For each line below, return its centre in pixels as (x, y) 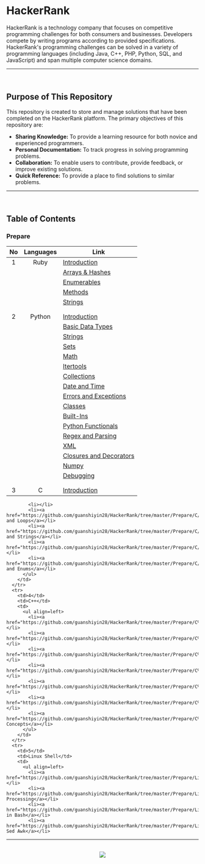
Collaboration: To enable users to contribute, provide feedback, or (99, 162)
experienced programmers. (49, 143)
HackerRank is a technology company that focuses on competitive (90, 28)
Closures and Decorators (99, 456)
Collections (79, 376)
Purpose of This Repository (59, 97)
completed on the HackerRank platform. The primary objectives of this (95, 118)
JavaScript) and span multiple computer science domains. (80, 60)
